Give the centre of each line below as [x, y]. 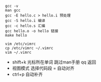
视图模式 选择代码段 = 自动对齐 [43, 68]
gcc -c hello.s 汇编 [25, 26]
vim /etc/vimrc [20, 44]
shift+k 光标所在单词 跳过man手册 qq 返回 [54, 62]
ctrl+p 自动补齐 [27, 74]
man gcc [13, 10]
